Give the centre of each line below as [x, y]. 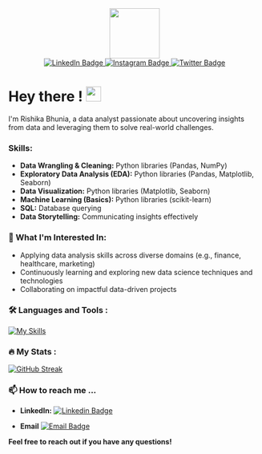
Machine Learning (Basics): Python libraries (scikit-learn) [116, 200]
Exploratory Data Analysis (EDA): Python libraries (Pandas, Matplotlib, [137, 174]
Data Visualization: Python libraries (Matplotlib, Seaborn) [115, 191]
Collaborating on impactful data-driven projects [98, 289]
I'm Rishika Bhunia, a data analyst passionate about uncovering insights [126, 119]
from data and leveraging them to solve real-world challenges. [111, 127]
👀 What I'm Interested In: [57, 237]
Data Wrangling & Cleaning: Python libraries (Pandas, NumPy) [123, 166]
